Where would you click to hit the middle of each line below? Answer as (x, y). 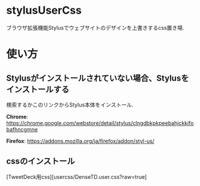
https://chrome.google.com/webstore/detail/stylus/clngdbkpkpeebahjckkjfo (100, 123)
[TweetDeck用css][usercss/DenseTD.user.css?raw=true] (77, 176)
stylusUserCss (44, 10)
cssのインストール (41, 161)
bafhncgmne (22, 129)
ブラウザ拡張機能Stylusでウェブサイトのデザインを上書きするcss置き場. (95, 28)
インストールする (38, 89)
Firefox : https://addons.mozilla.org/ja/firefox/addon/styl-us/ (80, 141)
